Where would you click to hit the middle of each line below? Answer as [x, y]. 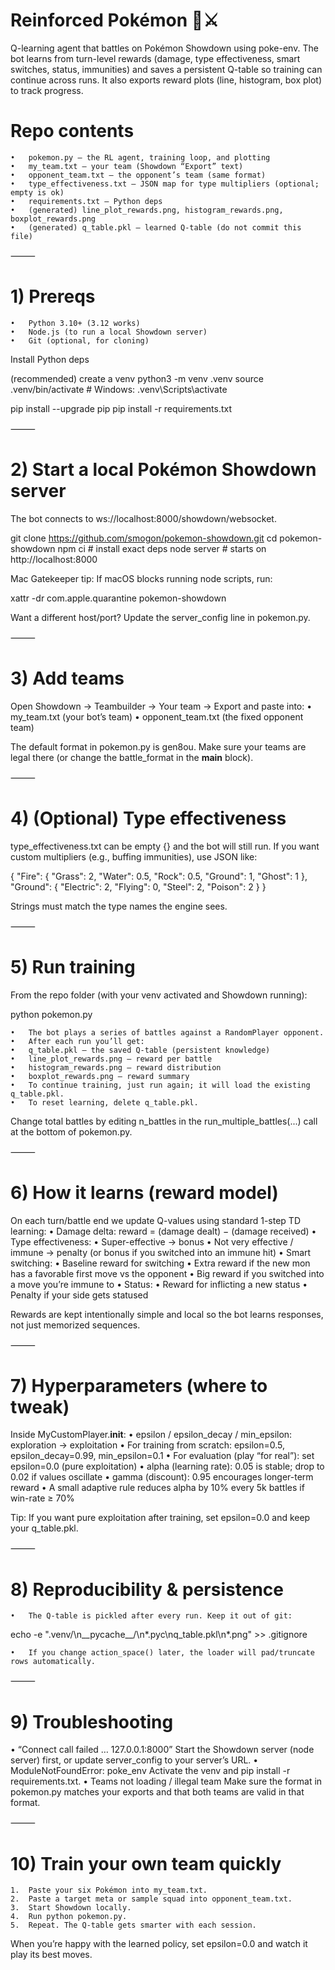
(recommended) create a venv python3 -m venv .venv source [137, 378]
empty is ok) [37, 192]
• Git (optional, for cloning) [80, 340]
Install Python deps [50, 359]
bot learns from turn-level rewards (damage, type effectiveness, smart [155, 58]
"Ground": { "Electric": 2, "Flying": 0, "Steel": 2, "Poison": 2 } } [138, 886]
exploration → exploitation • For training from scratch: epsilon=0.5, [147, 1445]
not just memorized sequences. [75, 1325]
